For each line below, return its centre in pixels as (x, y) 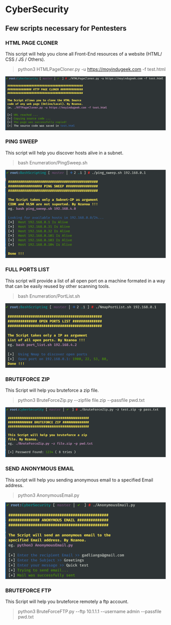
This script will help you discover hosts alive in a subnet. (64, 153)
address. (15, 485)
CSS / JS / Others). (25, 59)
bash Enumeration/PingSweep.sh (53, 162)
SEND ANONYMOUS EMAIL (40, 469)
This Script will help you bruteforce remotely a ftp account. (67, 602)
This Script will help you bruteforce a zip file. (52, 390)
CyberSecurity (37, 9)
